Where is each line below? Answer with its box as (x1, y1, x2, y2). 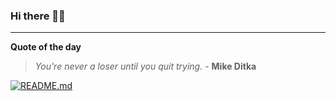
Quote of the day (10, 41, 82, 53)
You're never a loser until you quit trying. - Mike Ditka (34, 60, 257, 73)
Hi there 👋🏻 (10, 9, 66, 23)
